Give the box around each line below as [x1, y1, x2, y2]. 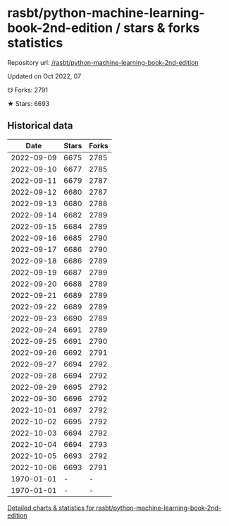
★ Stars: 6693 [7, 99, 50, 107]
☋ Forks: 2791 [7, 85, 48, 94]
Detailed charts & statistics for [7, 503, 95, 512]
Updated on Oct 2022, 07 [7, 72, 82, 80]
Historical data [7, 120, 73, 132]
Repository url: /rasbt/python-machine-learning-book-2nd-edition [7, 58, 199, 66]
